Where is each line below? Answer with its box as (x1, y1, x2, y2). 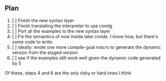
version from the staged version (12, 49, 78, 55)
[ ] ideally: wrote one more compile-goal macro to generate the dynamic (12, 44, 161, 50)
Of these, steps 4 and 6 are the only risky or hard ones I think (5, 70, 131, 76)
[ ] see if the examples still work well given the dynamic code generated (12, 55, 161, 61)
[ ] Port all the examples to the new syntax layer (12, 28, 111, 34)
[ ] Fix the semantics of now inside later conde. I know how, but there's (12, 33, 158, 39)
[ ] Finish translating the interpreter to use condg (12, 23, 112, 29)
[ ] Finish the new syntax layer (12, 17, 75, 23)
